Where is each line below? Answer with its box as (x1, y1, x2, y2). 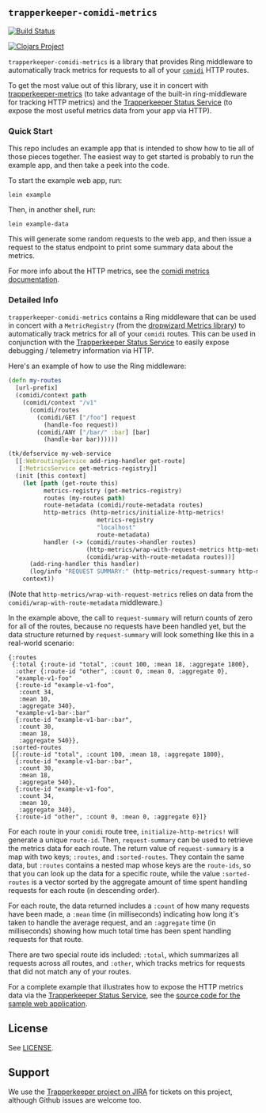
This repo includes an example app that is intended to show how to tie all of (8, 143, 255, 154)
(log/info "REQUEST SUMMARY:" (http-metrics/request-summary (28, 568, 236, 575)
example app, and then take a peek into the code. (8, 161, 170, 170)
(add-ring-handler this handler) (28, 560, 140, 568)
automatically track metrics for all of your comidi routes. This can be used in (8, 329, 256, 339)
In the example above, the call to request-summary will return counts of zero (8, 613, 253, 623)
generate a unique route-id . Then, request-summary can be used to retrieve (8, 835, 253, 845)
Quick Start (8, 125, 53, 136)
